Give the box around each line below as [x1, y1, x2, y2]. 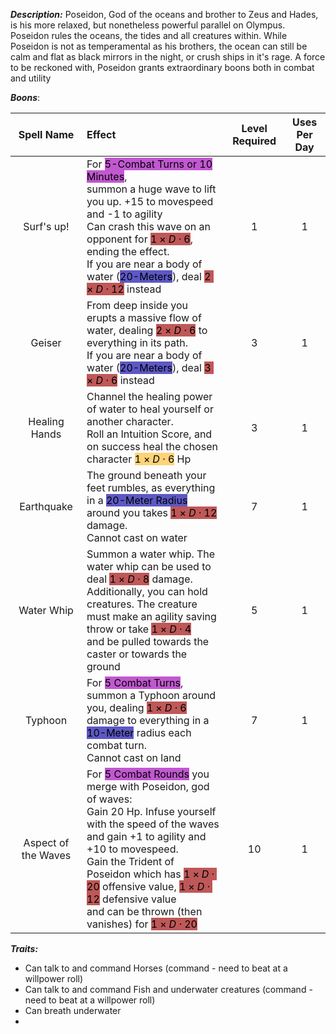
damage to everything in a [86, 714, 210, 727]
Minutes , [86, 170, 128, 183]
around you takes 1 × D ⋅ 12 [86, 506, 218, 519]
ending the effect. [86, 245, 170, 258]
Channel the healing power [86, 390, 213, 403]
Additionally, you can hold [86, 585, 208, 598]
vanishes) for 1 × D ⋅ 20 [86, 917, 198, 931]
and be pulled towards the [86, 635, 210, 648]
